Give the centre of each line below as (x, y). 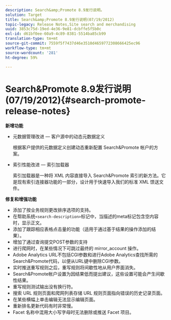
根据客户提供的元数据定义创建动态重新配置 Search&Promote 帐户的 (83, 147)
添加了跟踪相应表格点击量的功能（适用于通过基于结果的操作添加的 (82, 229)
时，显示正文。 (28, 223)
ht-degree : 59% (21, 58)
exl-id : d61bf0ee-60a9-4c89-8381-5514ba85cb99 (56, 34)
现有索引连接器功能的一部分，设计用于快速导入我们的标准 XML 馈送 (88, 182)
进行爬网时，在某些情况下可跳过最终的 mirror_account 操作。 (77, 248)
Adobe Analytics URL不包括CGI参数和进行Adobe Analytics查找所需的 (85, 255)
